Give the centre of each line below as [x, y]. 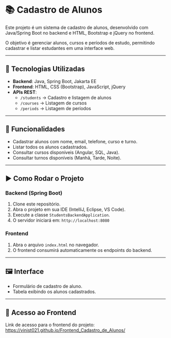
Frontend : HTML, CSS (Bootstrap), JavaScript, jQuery [69, 87]
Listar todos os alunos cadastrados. [50, 147]
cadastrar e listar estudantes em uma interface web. [60, 48]
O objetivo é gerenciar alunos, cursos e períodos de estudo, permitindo [80, 43]
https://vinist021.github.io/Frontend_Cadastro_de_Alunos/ [65, 330]
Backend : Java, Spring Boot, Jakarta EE [54, 81]
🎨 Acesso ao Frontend [41, 312]
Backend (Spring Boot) [34, 193]
